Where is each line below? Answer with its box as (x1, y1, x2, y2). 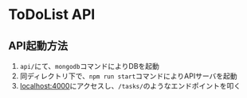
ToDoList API (8, 6, 96, 24)
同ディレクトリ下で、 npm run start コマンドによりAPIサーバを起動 (19, 71, 237, 81)
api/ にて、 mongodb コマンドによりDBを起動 (19, 62, 159, 70)
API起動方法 (8, 39, 69, 52)
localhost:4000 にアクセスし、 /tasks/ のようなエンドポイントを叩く (19, 81, 241, 90)
